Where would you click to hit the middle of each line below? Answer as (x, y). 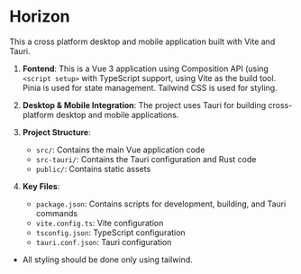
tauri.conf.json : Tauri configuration (104, 242)
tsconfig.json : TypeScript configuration (111, 233)
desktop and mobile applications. (117, 114)
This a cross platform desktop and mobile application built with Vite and (142, 41)
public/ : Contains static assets (93, 169)
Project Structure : (57, 132)
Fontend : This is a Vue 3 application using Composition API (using (145, 68)
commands (57, 213)
